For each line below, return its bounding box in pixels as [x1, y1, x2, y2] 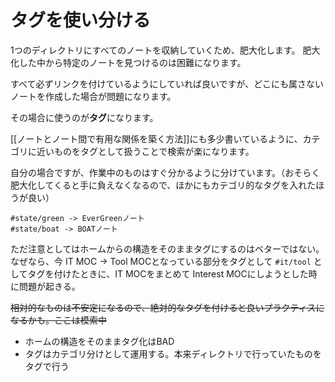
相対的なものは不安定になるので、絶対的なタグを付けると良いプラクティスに [10, 301, 325, 313]
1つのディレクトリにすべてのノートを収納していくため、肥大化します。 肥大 [10, 44, 321, 56]
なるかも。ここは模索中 [10, 314, 107, 326]
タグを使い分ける [10, 9, 152, 32]
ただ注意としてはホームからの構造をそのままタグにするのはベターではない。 [10, 242, 325, 255]
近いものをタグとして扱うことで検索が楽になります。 [36, 145, 255, 157]
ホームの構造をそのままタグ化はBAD [24, 335, 175, 347]
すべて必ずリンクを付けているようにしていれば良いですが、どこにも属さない [10, 77, 324, 90]
